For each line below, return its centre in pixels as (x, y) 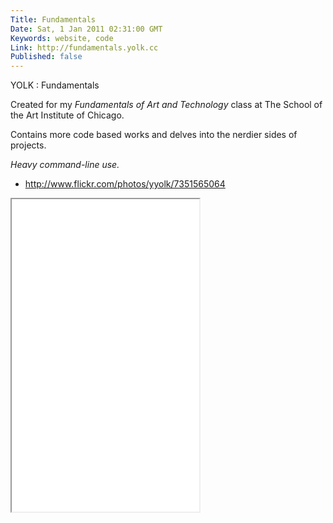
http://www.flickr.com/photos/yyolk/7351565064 (125, 184)
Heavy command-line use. (65, 165)
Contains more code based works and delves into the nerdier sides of (154, 135)
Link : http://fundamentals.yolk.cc (84, 47)
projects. (28, 145)
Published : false (46, 57)
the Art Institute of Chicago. (67, 115)
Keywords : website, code (62, 38)
